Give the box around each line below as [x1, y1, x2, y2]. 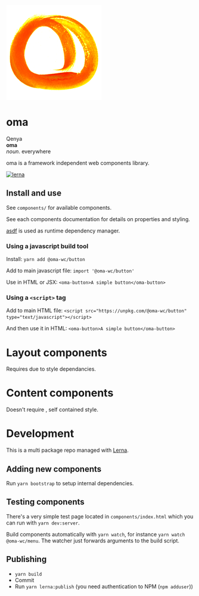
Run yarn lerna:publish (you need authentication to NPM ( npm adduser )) [14, 583, 194, 590]
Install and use [6, 188, 61, 198]
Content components [6, 386, 114, 400]
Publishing [6, 554, 47, 564]
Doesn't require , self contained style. [6, 406, 98, 413]
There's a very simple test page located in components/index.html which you [6, 513, 194, 520]
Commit [14, 576, 35, 583]
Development [6, 427, 74, 440]
